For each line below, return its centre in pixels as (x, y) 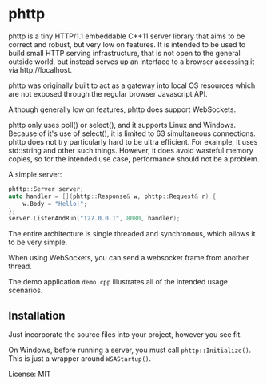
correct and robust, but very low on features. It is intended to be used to (127, 44)
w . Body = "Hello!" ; (55, 204)
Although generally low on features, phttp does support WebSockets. (122, 109)
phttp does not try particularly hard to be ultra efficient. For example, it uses (133, 141)
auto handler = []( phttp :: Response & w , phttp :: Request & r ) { (112, 196)
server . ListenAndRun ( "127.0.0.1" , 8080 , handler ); (94, 219)
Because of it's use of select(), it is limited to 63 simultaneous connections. (132, 133)
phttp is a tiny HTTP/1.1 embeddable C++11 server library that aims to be (127, 36)
